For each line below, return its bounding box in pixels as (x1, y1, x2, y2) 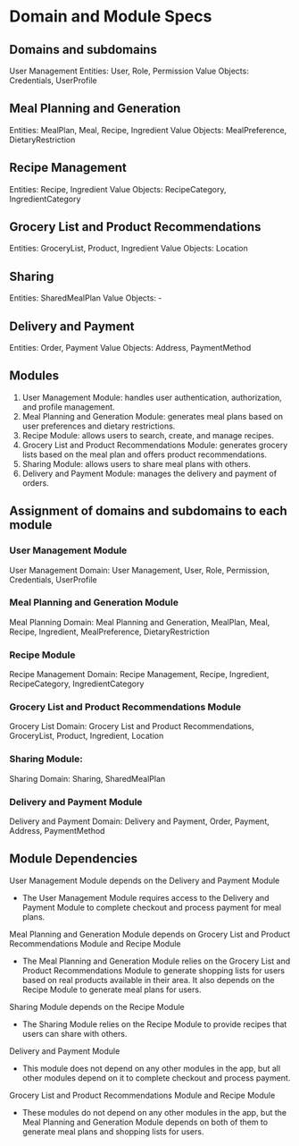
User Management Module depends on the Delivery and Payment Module (9, 875, 280, 886)
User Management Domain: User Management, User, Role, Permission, (9, 565, 270, 575)
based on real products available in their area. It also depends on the (21, 974, 275, 985)
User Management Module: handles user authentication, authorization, (21, 392, 283, 403)
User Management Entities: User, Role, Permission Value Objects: (9, 65, 250, 76)
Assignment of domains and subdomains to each (9, 504, 287, 519)
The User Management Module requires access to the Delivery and (21, 892, 270, 903)
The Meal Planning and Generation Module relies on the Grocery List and (21, 955, 291, 966)
